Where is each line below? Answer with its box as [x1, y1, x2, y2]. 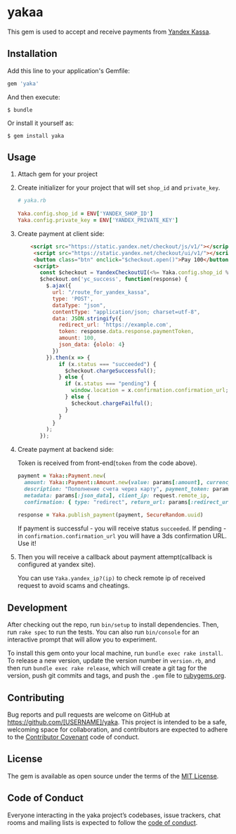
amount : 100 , [58, 334, 97, 341]
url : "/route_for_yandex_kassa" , [52, 289, 150, 296]
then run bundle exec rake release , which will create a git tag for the [7, 664, 207, 672]
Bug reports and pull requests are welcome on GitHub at [7, 710, 171, 719]
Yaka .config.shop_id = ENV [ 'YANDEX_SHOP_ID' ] [17, 210, 153, 218]
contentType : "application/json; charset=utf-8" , [52, 308, 201, 315]
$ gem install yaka [7, 132, 65, 139]
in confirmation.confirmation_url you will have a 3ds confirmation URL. [17, 532, 227, 540]
